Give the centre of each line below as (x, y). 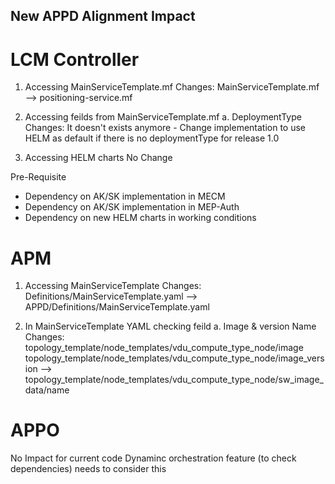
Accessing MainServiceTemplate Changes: (113, 286)
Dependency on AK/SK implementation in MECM (125, 196)
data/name (47, 390)
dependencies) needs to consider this (88, 469)
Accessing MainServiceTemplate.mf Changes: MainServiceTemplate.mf (172, 87)
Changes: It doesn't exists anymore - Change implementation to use (165, 128)
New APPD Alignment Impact (103, 16)
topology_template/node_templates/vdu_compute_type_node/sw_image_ (174, 380)
